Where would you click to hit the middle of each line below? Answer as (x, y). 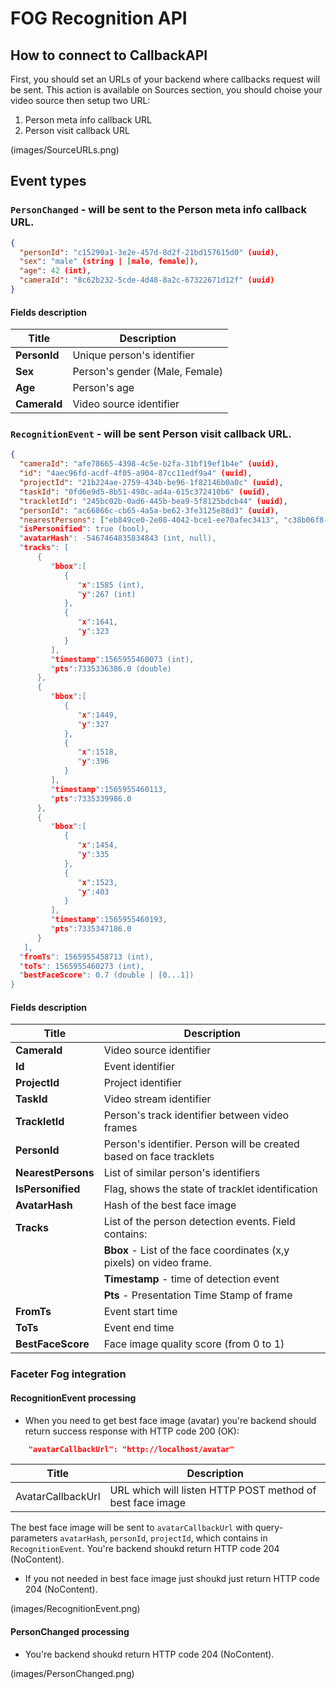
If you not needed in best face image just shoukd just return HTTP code (172, 1579)
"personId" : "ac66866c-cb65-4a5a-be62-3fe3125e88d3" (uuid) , (149, 510)
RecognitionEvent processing (73, 1398)
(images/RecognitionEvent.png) (75, 1609)
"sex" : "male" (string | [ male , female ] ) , (109, 262)
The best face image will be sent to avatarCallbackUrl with (131, 1528)
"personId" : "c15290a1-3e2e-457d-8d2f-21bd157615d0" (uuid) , (149, 252)
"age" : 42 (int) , (55, 271)
